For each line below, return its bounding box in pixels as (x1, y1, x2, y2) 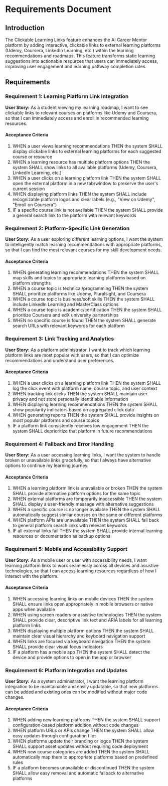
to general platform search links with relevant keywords (12, 523, 127, 529)
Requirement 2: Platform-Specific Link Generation (5, 225, 130, 232)
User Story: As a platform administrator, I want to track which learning (5, 347, 150, 353)
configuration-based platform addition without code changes (12, 722, 139, 728)
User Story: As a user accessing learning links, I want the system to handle (5, 452, 161, 458)
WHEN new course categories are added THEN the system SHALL (12, 749, 150, 755)
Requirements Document (5, 4, 112, 15)
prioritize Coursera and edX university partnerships (12, 312, 119, 318)
